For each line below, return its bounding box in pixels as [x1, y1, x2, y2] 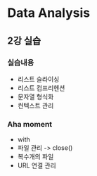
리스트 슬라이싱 [17, 75, 60, 83]
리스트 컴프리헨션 [17, 83, 65, 92]
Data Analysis [7, 5, 91, 21]
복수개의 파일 [17, 153, 54, 161]
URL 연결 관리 [17, 161, 56, 170]
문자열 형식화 [17, 92, 54, 101]
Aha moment [7, 119, 53, 129]
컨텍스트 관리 [17, 101, 54, 110]
